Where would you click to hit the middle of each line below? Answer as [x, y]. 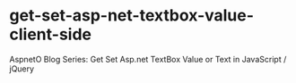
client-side [51, 34]
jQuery [22, 69]
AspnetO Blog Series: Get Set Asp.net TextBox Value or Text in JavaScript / [148, 59]
